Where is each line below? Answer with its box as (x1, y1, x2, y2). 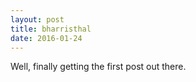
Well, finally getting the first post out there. (10, 61, 187, 73)
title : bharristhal (10, 24, 92, 34)
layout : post (10, 14, 65, 25)
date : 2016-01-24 (10, 33, 83, 43)
